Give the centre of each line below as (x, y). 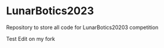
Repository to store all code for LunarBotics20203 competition (82, 27)
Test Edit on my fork (30, 39)
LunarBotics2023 (50, 11)
